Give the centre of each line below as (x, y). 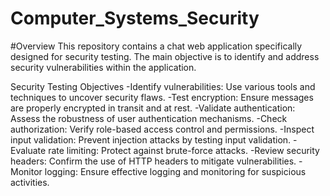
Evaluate (28, 150)
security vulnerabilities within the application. (103, 67)
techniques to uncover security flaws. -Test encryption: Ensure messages (162, 97)
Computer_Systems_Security (135, 18)
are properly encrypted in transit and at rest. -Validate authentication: (153, 108)
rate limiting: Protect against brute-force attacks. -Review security (184, 150)
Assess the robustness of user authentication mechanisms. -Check (149, 118)
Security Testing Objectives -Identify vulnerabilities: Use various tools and (163, 86)
